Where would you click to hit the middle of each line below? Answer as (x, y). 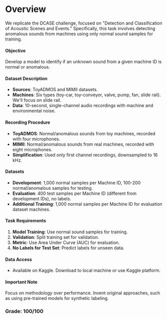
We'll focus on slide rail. (37, 100)
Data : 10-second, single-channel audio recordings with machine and (83, 106)
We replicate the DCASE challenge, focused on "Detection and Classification (84, 23)
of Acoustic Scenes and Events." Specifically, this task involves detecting (80, 28)
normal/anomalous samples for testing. (53, 188)
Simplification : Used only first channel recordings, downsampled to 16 (85, 155)
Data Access (19, 259)
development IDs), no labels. (42, 198)
